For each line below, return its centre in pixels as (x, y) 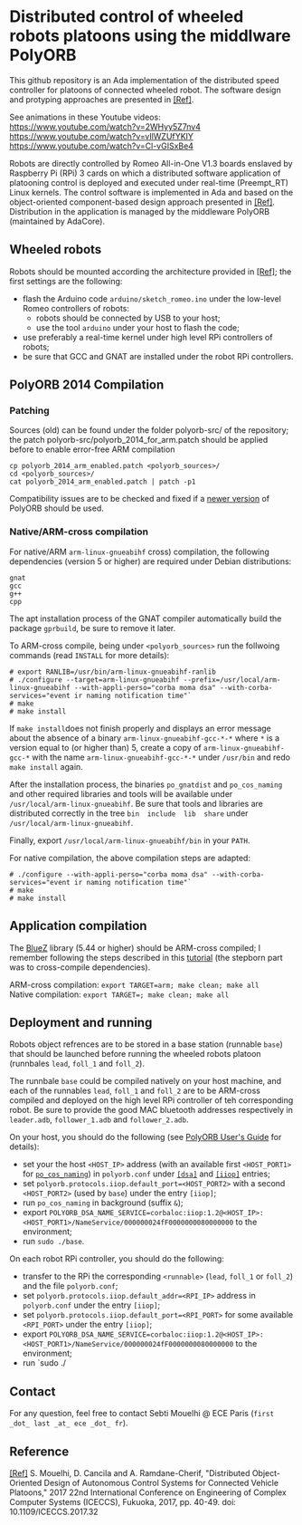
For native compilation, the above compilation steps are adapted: (130, 858)
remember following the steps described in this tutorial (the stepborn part (146, 957)
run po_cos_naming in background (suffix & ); (103, 1203)
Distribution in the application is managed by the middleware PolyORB (139, 211)
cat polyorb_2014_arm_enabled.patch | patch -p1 (103, 482)
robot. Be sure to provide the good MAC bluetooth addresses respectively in (151, 1110)
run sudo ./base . (53, 1242)
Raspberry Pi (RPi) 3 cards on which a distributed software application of (145, 173)
